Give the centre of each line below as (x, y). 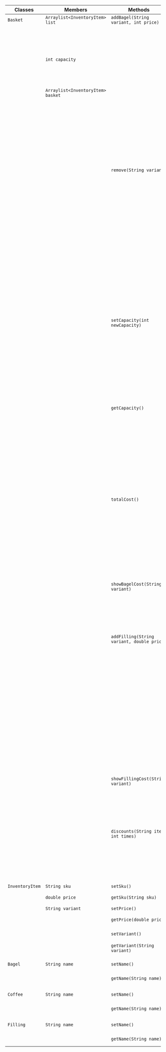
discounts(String (131, 831)
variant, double (130, 641)
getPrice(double (130, 920)
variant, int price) (135, 22)
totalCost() (125, 500)
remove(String (127, 170)
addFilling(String (132, 636)
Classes (24, 10)
